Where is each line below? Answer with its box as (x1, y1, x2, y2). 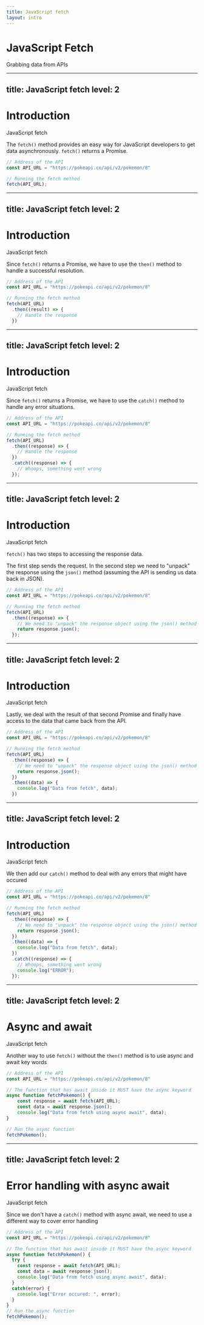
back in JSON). (6, 575, 44, 583)
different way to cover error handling (6, 1217, 98, 1224)
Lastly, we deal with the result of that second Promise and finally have (6, 711, 182, 718)
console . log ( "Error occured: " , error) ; (17, 1291, 121, 1297)
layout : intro (6, 15, 42, 21)
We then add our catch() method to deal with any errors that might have (6, 870, 187, 878)
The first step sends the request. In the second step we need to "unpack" (6, 562, 190, 570)
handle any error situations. (6, 403, 75, 411)
